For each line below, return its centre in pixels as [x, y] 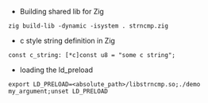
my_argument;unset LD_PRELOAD [58, 91]
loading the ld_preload [56, 70]
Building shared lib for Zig [62, 11]
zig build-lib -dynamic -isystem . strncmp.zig [89, 26]
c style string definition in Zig [67, 40]
